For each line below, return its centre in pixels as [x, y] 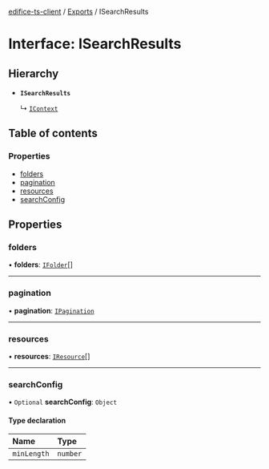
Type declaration [37, 420]
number [70, 454]
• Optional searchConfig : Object [63, 402]
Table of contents [53, 133]
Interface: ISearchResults [95, 44]
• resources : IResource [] [49, 356]
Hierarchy [34, 73]
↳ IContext [39, 108]
